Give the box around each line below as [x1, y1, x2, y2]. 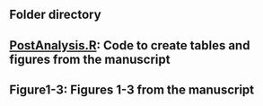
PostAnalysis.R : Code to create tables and [9, 38, 250, 53]
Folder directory [9, 7, 101, 22]
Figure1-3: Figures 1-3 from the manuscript [9, 83, 255, 98]
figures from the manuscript [9, 51, 171, 66]
